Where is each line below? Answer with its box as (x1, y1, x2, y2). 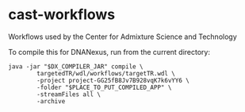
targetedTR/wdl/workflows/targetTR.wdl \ (36, 69, 176, 77)
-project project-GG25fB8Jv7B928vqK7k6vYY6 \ (36, 76, 190, 84)
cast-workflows (8, 6, 116, 24)
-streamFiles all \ (36, 90, 101, 98)
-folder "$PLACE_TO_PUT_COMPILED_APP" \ (36, 83, 172, 91)
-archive (36, 97, 66, 105)
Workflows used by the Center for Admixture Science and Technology (8, 32, 238, 41)
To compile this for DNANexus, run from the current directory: (8, 47, 210, 56)
